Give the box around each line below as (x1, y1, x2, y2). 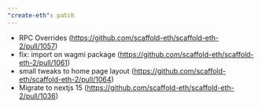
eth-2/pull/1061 (18, 58, 68, 67)
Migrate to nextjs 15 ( (18, 83, 87, 92)
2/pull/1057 (18, 41, 56, 51)
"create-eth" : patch (7, 11, 76, 20)
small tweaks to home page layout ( (18, 66, 135, 75)
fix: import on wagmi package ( (18, 49, 120, 59)
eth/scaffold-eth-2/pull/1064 (18, 74, 112, 84)
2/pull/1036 (18, 91, 56, 100)
